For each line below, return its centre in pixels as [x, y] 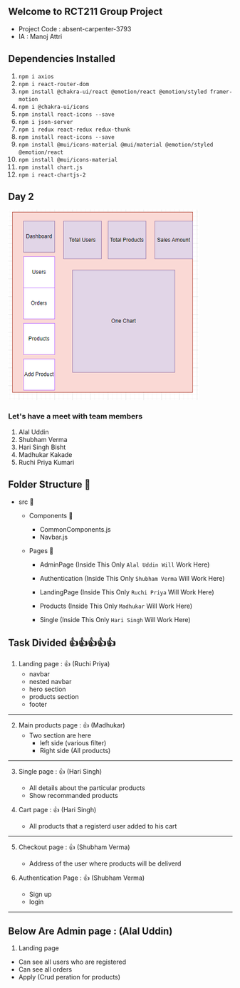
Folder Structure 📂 [49, 484]
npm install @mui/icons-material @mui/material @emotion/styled [116, 144]
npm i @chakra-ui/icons [54, 107]
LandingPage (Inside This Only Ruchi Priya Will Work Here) [127, 592]
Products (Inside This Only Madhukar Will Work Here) [116, 606]
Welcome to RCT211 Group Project [85, 12]
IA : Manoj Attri [40, 36]
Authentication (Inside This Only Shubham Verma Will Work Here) [132, 578]
